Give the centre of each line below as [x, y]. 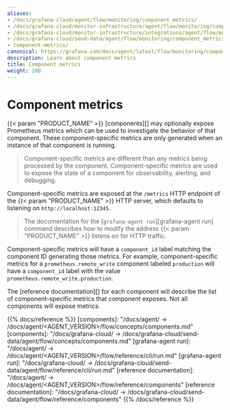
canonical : [23, 52]
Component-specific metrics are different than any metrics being [115, 159]
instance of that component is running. [62, 145]
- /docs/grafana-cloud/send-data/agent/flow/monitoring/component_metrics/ [117, 39]
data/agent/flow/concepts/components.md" [69, 341]
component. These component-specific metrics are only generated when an [115, 138]
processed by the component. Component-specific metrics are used [120, 166]
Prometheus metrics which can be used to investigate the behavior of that [111, 131]
